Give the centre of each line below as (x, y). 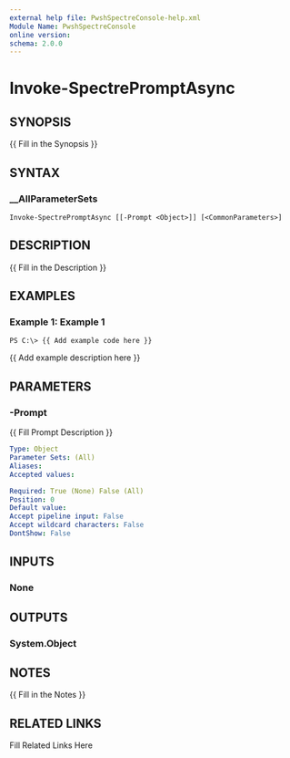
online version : (40, 35)
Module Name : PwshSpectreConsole (73, 26)
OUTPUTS (39, 617)
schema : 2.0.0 (36, 43)
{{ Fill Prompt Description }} (61, 432)
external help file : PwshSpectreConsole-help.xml (105, 18)
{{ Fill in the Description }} (58, 267)
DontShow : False (40, 534)
